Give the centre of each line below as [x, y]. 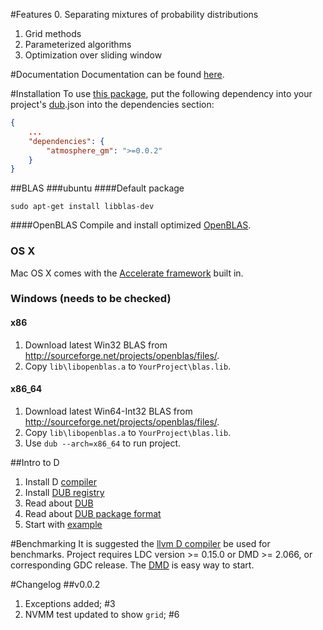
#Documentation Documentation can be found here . [117, 74]
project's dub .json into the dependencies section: [112, 104]
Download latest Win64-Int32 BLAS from [108, 411]
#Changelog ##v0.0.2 [55, 584]
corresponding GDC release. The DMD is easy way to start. [132, 565]
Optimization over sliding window [93, 55]
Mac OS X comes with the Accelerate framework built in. [127, 273]
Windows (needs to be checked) [91, 299]
